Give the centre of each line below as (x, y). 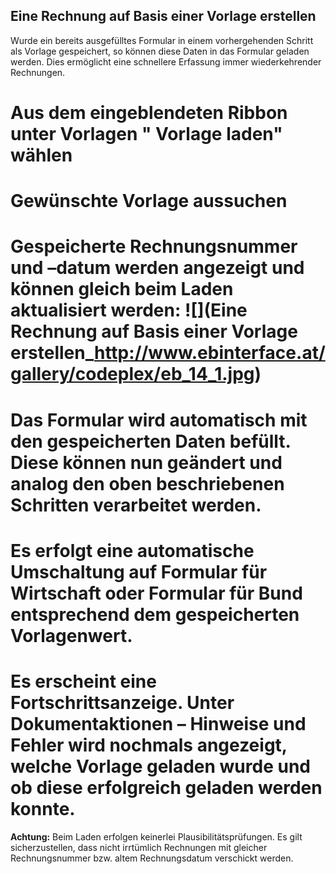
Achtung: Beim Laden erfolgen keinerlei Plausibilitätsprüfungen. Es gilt (156, 836)
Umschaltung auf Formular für (139, 571)
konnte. (43, 808)
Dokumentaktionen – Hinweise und (158, 723)
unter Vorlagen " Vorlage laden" (146, 134)
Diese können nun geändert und (146, 462)
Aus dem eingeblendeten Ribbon (149, 113)
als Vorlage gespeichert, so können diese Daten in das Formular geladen (160, 51)
